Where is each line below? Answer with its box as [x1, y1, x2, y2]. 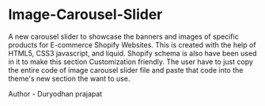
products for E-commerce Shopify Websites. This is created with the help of [8, 40, 256, 49]
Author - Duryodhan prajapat [8, 89, 103, 98]
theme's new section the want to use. [8, 74, 131, 83]
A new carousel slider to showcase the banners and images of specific [8, 32, 239, 41]
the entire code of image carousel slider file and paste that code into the [8, 65, 244, 74]
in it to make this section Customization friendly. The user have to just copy [8, 57, 253, 66]
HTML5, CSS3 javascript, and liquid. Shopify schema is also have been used [8, 48, 257, 58]
